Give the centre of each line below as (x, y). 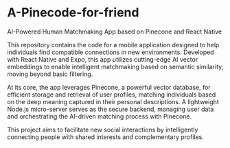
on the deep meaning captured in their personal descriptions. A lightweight (113, 101)
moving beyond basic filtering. (50, 74)
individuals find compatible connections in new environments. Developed (111, 52)
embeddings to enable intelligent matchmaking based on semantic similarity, (115, 66)
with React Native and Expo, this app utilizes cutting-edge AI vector (103, 59)
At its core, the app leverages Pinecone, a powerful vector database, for (109, 87)
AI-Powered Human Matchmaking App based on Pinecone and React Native (114, 32)
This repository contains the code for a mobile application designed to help (113, 45)
